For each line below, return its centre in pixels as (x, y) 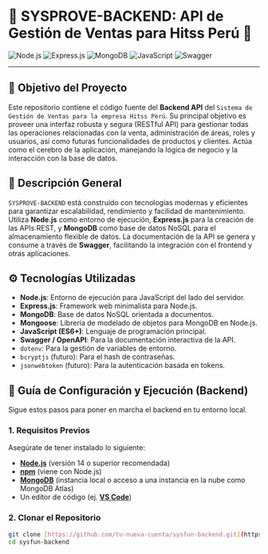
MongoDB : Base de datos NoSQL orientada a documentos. (116, 315)
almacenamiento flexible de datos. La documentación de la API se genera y (132, 236)
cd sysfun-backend (39, 542)
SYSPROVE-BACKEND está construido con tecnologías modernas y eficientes (128, 202)
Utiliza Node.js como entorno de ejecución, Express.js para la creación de (131, 220)
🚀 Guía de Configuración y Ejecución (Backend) (128, 390)
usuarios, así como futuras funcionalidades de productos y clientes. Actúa (130, 141)
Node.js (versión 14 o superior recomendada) (95, 463)
